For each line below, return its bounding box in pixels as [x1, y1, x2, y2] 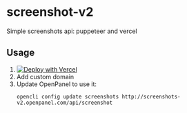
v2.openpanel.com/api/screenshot [16, 99, 113, 106]
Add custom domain [16, 72, 74, 81]
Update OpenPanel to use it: [16, 80, 97, 88]
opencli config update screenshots [16, 93, 119, 100]
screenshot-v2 [6, 4, 94, 20]
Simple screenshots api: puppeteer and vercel [6, 27, 137, 35]
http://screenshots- [121, 93, 181, 100]
